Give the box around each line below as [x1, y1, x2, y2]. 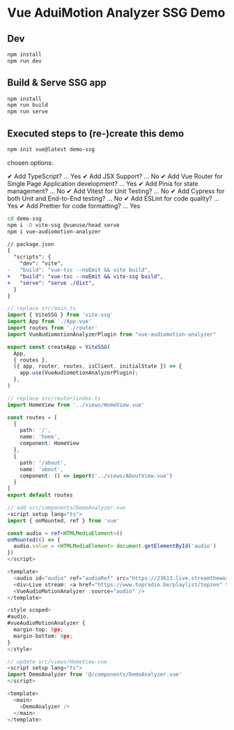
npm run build [7, 102, 49, 109]
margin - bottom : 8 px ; [13, 632, 73, 639]
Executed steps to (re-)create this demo [7, 127, 185, 139]
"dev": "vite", [19, 260, 64, 267]
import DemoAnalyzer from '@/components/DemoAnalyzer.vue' [7, 671, 182, 678]
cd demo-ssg [7, 215, 42, 222]
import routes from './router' [7, 325, 98, 332]
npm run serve [7, 108, 49, 116]
